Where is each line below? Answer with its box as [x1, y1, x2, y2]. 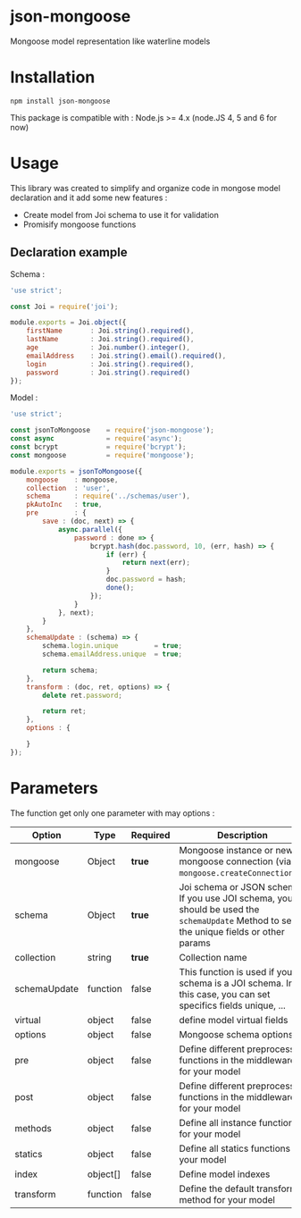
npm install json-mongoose [10, 97, 111, 105]
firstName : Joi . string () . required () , [26, 326, 195, 336]
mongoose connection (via [179, 855, 292, 868]
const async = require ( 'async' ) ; [10, 434, 182, 443]
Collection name [179, 951, 248, 963]
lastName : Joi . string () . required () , [26, 335, 195, 344]
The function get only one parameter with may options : [10, 807, 215, 819]
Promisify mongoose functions [22, 219, 137, 230]
